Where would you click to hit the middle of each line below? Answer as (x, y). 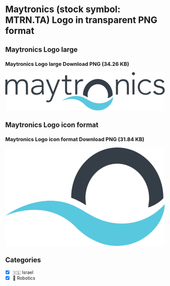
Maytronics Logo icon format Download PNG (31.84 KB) (75, 139)
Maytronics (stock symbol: (63, 9)
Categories (23, 260)
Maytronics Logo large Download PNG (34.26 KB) (67, 64)
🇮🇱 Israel (23, 272)
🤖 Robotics (24, 278)
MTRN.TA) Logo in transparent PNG (81, 20)
